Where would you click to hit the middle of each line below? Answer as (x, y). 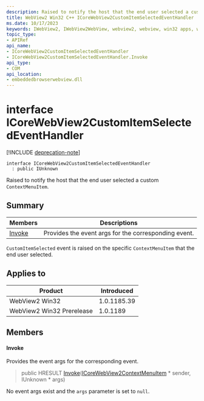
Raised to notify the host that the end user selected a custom (83, 180)
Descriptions (119, 222)
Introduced (117, 290)
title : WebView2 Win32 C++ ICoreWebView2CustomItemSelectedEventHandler (100, 18)
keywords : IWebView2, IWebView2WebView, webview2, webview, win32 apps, (100, 29)
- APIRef (17, 40)
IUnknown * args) (43, 380)
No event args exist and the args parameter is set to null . (78, 391)
